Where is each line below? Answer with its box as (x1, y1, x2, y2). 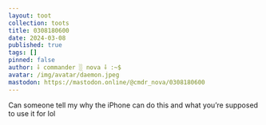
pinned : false (8, 57, 56, 64)
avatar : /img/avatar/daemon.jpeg (8, 71, 120, 79)
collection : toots (8, 19, 69, 27)
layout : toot (8, 11, 52, 20)
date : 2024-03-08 (8, 33, 66, 42)
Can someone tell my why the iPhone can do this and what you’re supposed (8, 100, 258, 110)
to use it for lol (8, 108, 56, 118)
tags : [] (8, 49, 38, 57)
